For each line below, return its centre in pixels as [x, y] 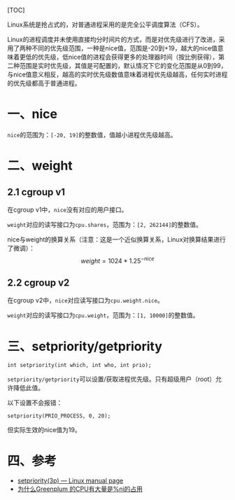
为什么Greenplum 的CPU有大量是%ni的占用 [80, 489]
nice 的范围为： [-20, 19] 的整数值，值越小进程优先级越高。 [92, 134]
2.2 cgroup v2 [38, 283]
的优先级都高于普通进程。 [44, 83]
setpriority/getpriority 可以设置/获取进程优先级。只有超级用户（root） [112, 379]
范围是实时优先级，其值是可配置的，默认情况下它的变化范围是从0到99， [123, 65]
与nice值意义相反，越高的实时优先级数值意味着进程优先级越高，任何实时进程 [117, 74]
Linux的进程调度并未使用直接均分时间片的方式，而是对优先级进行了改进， [113, 39]
